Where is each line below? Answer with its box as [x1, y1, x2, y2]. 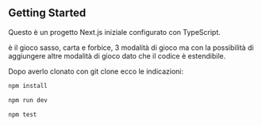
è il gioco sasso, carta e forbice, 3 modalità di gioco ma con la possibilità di [8, 43, 254, 52]
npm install [8, 82, 48, 90]
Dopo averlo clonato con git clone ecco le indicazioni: [8, 67, 184, 76]
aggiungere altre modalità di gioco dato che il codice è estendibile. [8, 51, 226, 60]
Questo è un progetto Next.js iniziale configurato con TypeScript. [8, 27, 221, 36]
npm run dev [8, 96, 48, 104]
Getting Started [8, 6, 87, 20]
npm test [8, 110, 37, 118]
